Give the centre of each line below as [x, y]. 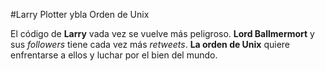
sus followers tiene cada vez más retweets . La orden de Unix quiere [150, 44]
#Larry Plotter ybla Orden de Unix [80, 14]
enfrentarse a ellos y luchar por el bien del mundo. [114, 55]
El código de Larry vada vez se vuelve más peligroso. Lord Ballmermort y [162, 33]
